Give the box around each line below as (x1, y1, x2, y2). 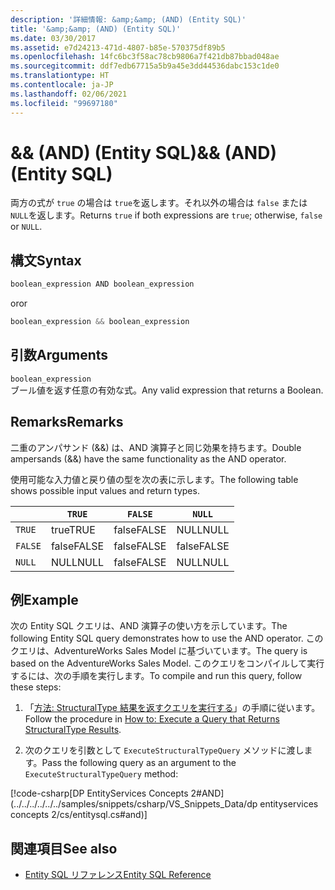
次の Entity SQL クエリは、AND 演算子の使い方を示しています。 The (10, 620, 288, 632)
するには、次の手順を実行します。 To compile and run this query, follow (10, 670, 303, 682)
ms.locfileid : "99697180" (10, 98, 118, 108)
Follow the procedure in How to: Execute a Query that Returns (24, 713, 280, 725)
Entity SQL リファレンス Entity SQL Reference (24, 869, 212, 881)
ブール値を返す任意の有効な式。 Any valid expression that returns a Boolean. (10, 384, 324, 396)
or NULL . (10, 221, 43, 233)
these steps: (10, 681, 62, 693)
